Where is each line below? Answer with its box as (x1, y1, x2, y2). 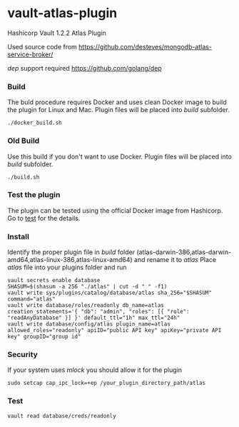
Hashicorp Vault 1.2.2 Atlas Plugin (7, 29, 107, 37)
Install (7, 231, 30, 241)
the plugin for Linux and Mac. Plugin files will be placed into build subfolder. (7, 106, 230, 114)
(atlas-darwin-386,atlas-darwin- (136, 248, 232, 256)
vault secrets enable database (7, 277, 101, 284)
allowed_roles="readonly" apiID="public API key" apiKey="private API (7, 327, 222, 334)
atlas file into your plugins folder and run (7, 263, 127, 272)
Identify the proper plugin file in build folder (7, 248, 136, 256)
